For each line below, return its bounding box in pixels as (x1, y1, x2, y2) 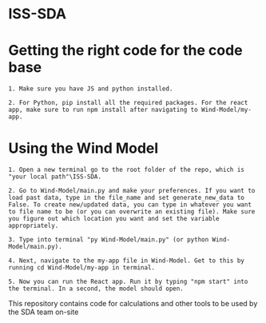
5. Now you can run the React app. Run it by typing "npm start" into (8, 277, 248, 286)
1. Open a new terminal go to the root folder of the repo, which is (8, 165, 245, 174)
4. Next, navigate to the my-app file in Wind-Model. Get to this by (8, 257, 245, 265)
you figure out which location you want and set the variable (8, 215, 220, 223)
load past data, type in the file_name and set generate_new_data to (8, 193, 245, 202)
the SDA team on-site (8, 307, 79, 317)
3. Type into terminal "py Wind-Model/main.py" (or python (8, 236, 209, 244)
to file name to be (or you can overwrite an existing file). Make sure (8, 208, 256, 216)
